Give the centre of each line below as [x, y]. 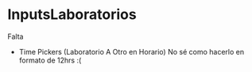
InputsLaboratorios [72, 15]
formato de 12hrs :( [50, 60]
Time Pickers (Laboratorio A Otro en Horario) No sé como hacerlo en [131, 51]
